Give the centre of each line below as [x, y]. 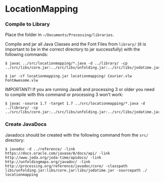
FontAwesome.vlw [21, 81]
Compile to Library [28, 24]
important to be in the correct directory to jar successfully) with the [73, 49]
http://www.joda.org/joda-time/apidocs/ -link [53, 157]
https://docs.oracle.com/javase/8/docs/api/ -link [58, 153]
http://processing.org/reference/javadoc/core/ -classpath [66, 166]
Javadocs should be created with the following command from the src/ [77, 135]
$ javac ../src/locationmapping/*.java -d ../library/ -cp [66, 64]
